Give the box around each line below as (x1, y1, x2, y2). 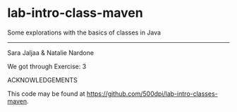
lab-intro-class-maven (7, 5, 143, 21)
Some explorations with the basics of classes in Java (7, 28, 161, 37)
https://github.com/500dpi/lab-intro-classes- (87, 89, 219, 98)
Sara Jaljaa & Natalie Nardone (7, 48, 94, 57)
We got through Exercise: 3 (7, 62, 87, 70)
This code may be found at (7, 89, 86, 98)
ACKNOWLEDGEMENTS (7, 75, 78, 84)
